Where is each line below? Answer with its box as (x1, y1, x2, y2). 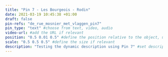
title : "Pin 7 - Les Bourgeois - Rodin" (5, 7, 91, 12)
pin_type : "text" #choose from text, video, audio (5, 26, 113, 31)
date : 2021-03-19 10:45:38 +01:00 (5, 12, 77, 17)
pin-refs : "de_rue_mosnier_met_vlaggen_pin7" (5, 21, 101, 26)
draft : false (5, 16, 32, 21)
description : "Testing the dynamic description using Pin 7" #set (5, 44, 146, 49)
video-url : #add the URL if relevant (5, 30, 84, 35)
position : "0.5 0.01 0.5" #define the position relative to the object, (5, 35, 160, 40)
